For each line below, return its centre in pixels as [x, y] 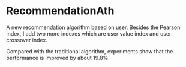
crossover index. [27, 40]
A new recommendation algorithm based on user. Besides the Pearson [93, 27]
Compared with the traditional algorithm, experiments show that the [90, 51]
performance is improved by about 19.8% [57, 58]
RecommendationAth [60, 11]
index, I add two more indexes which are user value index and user [89, 33]
